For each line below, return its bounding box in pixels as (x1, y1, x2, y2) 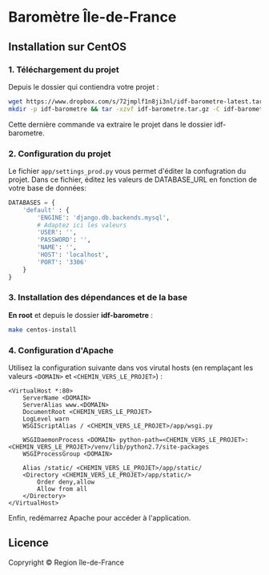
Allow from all (37, 485, 88, 493)
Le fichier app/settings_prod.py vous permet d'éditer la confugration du (8, 166, 247, 175)
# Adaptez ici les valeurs (37, 221, 127, 229)
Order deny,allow (37, 478, 94, 486)
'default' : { (22, 206, 70, 214)
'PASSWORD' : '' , (37, 236, 91, 244)
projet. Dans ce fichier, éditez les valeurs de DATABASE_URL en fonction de (8, 175, 258, 184)
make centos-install (8, 325, 78, 334)
